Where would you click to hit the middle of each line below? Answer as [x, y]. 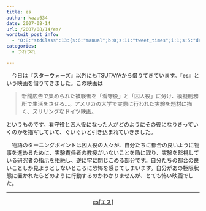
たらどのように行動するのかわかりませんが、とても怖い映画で [111, 176]
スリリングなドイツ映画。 [64, 111]
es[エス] [103, 202]
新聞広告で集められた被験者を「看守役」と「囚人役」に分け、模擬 [105, 96]
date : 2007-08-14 [29, 23]
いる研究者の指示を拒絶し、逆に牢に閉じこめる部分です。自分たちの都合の [100, 160]
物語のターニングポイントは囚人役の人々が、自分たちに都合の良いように [103, 145]
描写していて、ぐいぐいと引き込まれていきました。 [92, 131]
